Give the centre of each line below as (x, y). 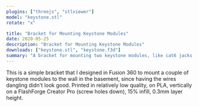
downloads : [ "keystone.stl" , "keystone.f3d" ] (63, 50)
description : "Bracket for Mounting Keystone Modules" (75, 45)
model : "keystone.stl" (34, 17)
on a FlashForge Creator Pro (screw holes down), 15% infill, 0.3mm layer (94, 91)
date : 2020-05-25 (28, 39)
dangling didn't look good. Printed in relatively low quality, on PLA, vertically (99, 85)
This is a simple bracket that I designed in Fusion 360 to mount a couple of (97, 73)
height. (15, 97)
